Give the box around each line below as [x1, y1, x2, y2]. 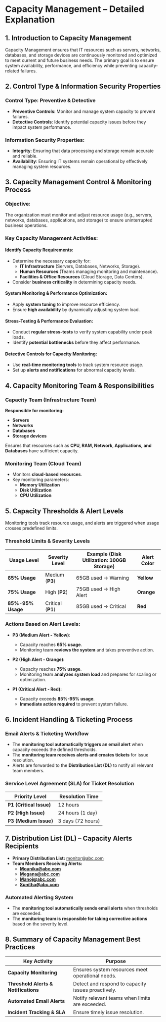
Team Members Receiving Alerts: [12, 861, 83, 866]
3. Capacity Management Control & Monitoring [5, 178, 152, 186]
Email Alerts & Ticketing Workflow [5, 730, 89, 737]
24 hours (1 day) [58, 809, 98, 816]
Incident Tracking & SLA [7, 1009, 66, 1016]
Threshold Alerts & [7, 980, 53, 987]
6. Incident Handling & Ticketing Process [5, 715, 133, 724]
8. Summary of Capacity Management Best [5, 935, 141, 944]
